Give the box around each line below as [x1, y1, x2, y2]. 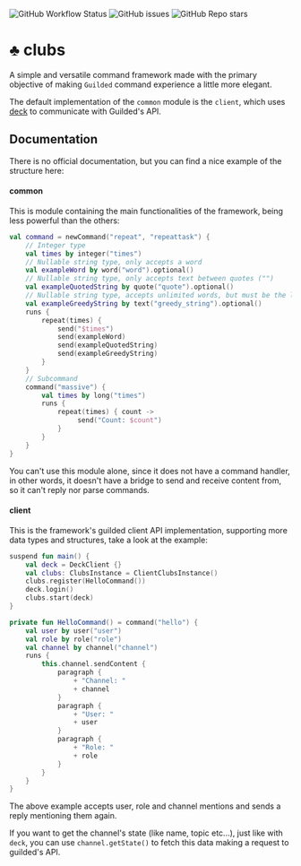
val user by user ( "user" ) [25, 626, 123, 636]
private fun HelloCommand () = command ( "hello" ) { [9, 618, 199, 627]
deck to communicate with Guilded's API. [9, 106, 161, 117]
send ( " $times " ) [56, 324, 115, 333]
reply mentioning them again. [9, 810, 117, 821]
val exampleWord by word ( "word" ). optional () [25, 265, 194, 275]
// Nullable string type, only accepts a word [25, 257, 202, 266]
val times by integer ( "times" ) [25, 249, 142, 258]
